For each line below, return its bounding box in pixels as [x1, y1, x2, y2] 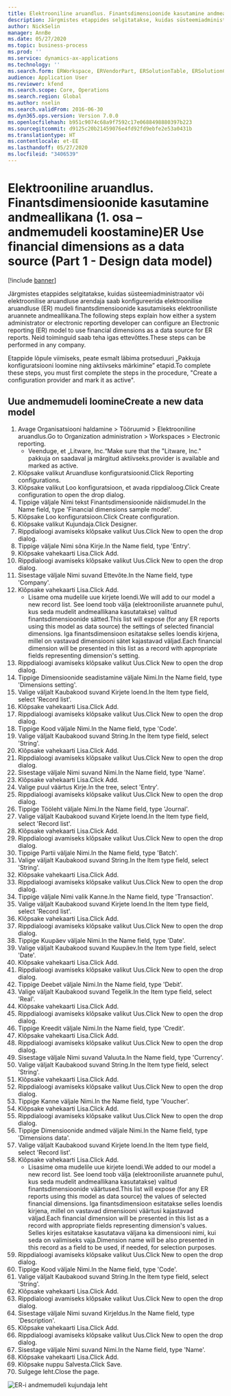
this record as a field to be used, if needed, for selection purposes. [27, 1243, 217, 1252]
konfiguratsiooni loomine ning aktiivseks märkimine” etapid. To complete [8, 361, 211, 369]
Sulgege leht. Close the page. [17, 1367, 100, 1375]
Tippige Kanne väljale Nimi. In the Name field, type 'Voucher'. [17, 1097, 190, 1105]
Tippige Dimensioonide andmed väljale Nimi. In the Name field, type [17, 1126, 208, 1135]
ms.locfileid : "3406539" [8, 151, 79, 158]
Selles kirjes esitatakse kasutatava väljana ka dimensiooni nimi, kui [27, 1228, 217, 1236]
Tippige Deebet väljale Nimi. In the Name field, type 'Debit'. [17, 980, 184, 988]
